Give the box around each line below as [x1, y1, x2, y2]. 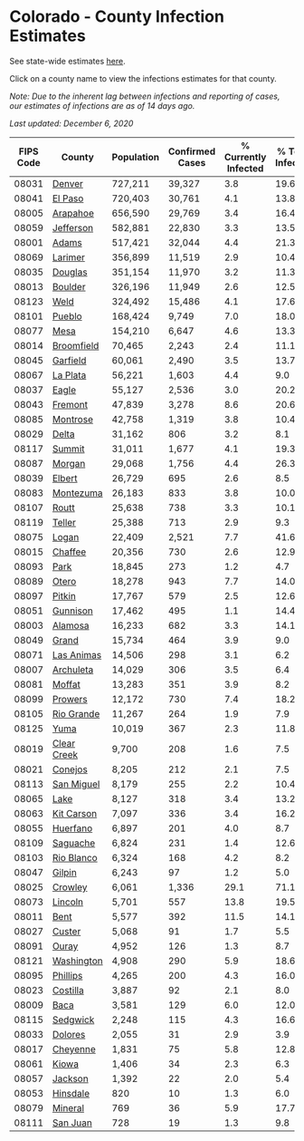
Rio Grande [52, 707, 100, 720]
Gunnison [52, 604, 93, 617]
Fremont [52, 398, 89, 411]
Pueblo [52, 310, 83, 323]
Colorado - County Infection [9, 6, 224, 27]
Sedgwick [52, 1013, 95, 1026]
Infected [226, 161, 264, 174]
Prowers [52, 692, 88, 705]
